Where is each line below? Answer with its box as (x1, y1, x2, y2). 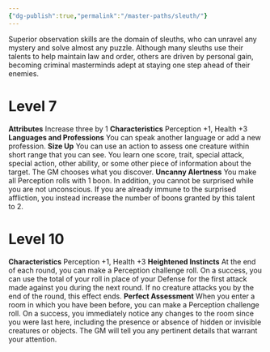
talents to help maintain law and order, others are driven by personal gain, (8, 51, 254, 61)
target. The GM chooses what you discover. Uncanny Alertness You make (8, 167, 257, 177)
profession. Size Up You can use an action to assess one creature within (8, 141, 250, 151)
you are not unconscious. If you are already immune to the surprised (8, 184, 237, 194)
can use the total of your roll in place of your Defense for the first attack (8, 273, 247, 284)
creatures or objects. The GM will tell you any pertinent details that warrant (8, 325, 258, 335)
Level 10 (8, 230, 65, 248)
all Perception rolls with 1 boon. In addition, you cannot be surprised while (8, 175, 254, 185)
